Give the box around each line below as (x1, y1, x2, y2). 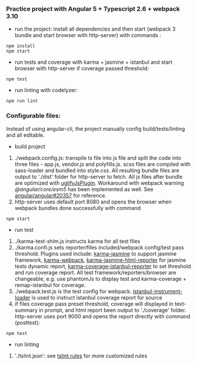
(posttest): (14, 319, 40, 326)
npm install (6, 43, 35, 49)
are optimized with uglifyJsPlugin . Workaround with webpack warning (14, 179, 184, 186)
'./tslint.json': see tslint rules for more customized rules (14, 352, 148, 359)
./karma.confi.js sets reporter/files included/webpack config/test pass (14, 244, 184, 251)
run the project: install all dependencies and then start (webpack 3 (14, 25, 176, 32)
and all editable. (6, 131, 45, 139)
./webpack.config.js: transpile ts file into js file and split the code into (14, 154, 182, 161)
